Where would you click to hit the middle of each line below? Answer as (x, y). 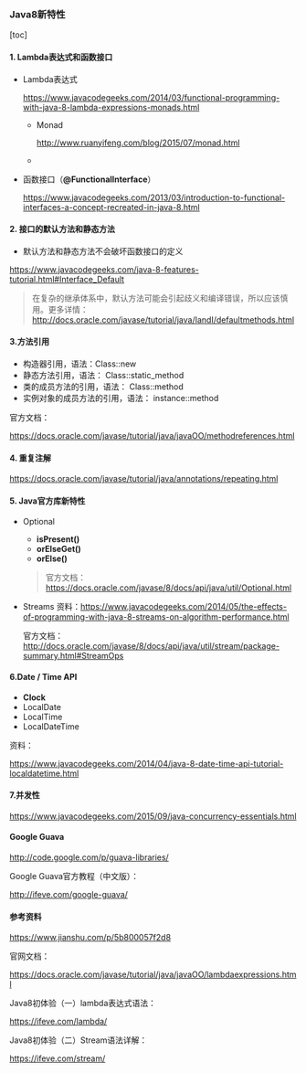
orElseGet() (59, 549)
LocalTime (42, 717)
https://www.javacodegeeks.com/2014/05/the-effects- (184, 607)
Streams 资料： (52, 607)
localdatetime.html (44, 773)
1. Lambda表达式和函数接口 (61, 57)
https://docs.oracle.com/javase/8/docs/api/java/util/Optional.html (169, 588)
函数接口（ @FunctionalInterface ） (89, 179)
